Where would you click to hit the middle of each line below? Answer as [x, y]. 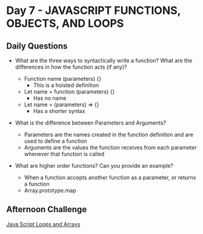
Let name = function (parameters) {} [69, 91]
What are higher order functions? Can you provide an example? [94, 166]
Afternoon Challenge [47, 209]
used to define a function [55, 141]
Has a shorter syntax [59, 111]
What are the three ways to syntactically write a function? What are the [104, 60]
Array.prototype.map [50, 190]
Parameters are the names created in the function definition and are [109, 135]
